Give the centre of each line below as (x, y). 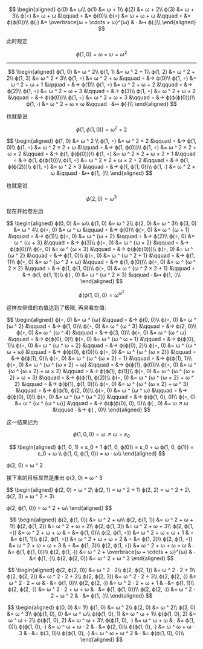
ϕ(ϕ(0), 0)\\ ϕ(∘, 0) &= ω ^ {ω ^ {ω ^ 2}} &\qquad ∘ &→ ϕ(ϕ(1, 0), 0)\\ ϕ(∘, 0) (101, 397)
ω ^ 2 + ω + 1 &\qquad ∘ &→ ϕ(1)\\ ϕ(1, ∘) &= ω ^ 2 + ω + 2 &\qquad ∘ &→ (101, 84)
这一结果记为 (22, 422)
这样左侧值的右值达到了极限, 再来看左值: (56, 307)
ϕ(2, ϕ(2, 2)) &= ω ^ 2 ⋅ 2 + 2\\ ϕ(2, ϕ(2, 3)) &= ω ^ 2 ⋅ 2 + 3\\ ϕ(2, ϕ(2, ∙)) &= (101, 576)
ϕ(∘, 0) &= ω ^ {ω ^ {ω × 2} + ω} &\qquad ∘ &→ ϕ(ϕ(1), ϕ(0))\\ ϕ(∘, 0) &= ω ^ (101, 364)
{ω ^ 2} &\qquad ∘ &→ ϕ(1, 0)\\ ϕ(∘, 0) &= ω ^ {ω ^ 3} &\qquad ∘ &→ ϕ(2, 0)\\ (101, 326)
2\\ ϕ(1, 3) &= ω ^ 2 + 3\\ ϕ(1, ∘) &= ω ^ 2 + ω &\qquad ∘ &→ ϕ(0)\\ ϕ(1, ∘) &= (101, 78)
